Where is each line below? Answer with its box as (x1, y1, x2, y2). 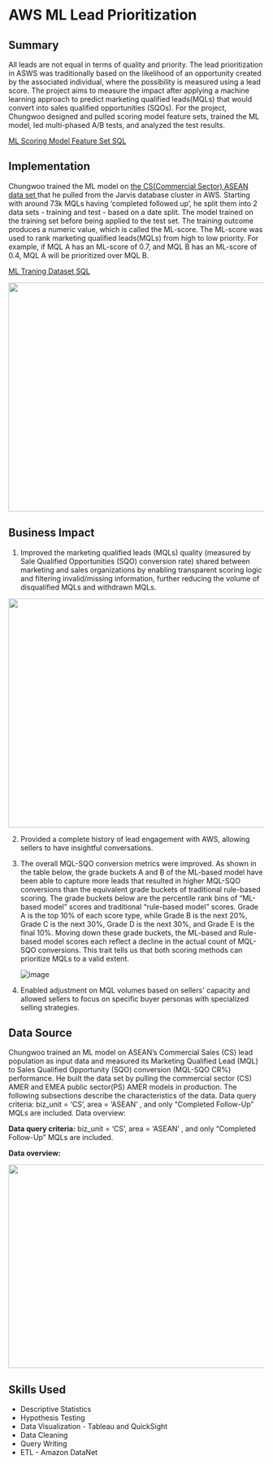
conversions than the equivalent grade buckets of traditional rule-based (19, 884, 262, 894)
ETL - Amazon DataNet (19, 1448, 98, 1457)
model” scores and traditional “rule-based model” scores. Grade (43, 901, 258, 911)
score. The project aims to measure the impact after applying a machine (8, 85, 249, 95)
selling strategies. (19, 1002, 80, 1012)
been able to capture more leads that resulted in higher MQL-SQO (19, 875, 241, 885)
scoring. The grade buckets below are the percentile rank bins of (19, 893, 238, 903)
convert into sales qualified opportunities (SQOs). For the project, (8, 103, 227, 112)
